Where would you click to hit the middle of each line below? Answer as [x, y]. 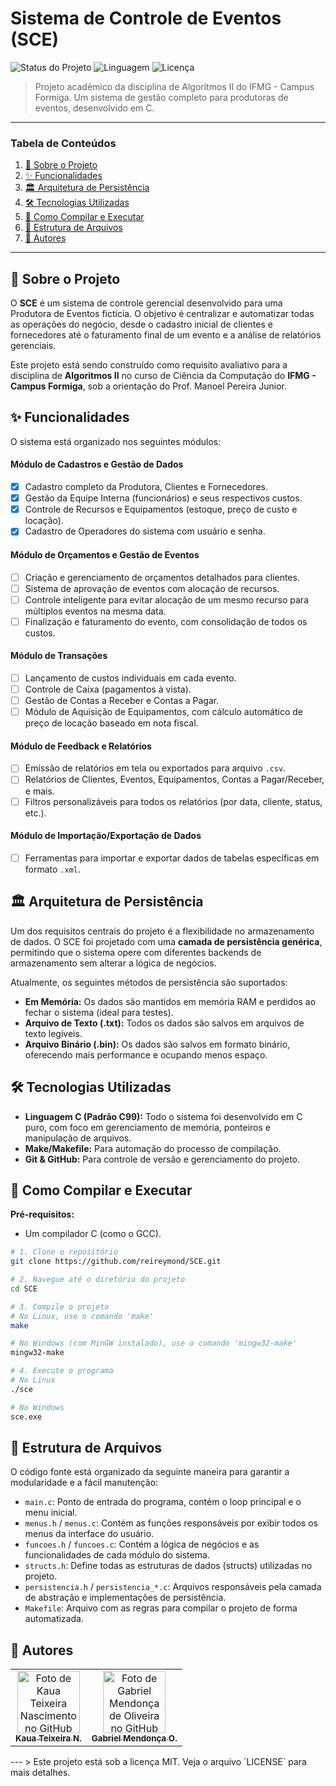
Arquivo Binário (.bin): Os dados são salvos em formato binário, [157, 1044]
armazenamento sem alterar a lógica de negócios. [113, 963]
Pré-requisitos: [42, 1214]
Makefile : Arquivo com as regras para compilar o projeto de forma [161, 1608]
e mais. [39, 791]
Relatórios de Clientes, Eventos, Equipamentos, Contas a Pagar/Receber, [174, 779]
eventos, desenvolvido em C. [94, 108]
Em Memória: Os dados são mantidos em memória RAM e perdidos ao [170, 1001]
